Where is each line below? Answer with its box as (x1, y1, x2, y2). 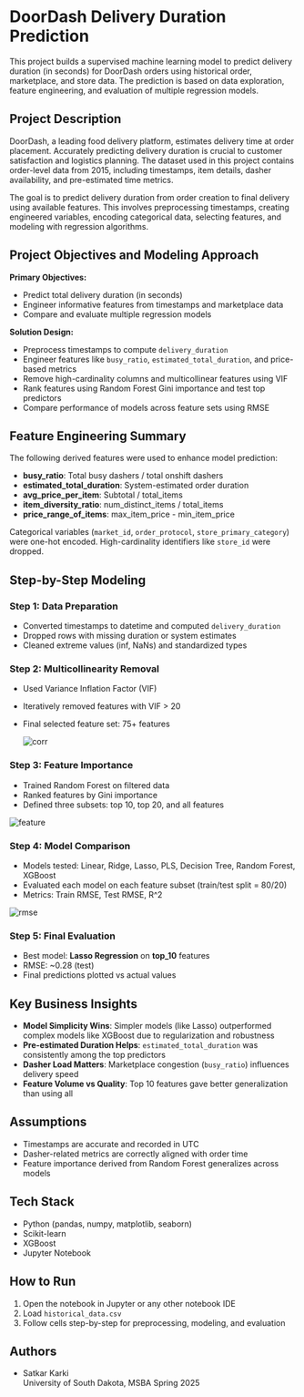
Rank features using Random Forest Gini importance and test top (22, 383, 266, 394)
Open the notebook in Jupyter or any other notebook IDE (22, 1298, 237, 1309)
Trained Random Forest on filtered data (22, 779, 170, 790)
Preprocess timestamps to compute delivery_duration (22, 344, 228, 354)
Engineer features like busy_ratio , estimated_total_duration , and (22, 354, 269, 365)
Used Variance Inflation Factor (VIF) (22, 683, 157, 694)
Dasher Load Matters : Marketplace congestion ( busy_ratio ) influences (22, 1059, 289, 1070)
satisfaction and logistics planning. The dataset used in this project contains (9, 155, 294, 166)
